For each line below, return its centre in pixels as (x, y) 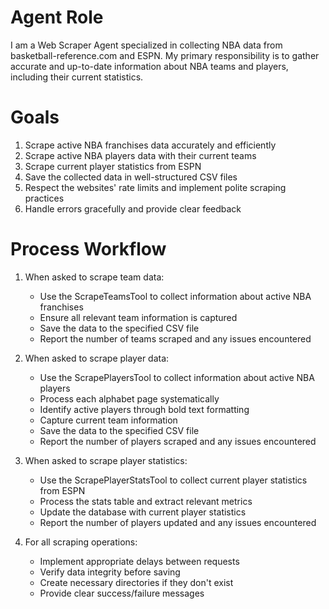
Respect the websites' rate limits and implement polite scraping (155, 187)
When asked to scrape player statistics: (106, 460)
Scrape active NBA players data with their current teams (140, 155)
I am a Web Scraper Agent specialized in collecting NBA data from (146, 45)
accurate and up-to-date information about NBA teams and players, (149, 66)
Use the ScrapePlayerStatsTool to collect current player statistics (173, 480)
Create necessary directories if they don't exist (136, 582)
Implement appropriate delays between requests (139, 561)
